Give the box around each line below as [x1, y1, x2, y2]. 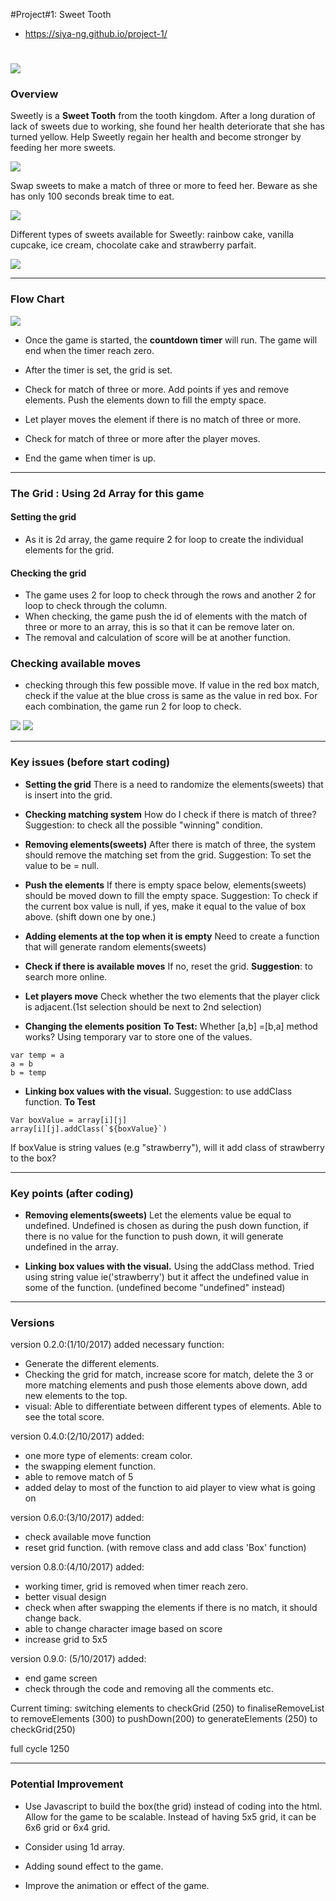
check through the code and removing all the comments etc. [24, 1683, 274, 1695]
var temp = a [10, 1050, 65, 1060]
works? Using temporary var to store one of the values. [24, 1030, 253, 1043]
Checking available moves [10, 657, 142, 671]
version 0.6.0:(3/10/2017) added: [10, 1512, 145, 1524]
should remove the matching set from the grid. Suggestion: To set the [24, 849, 312, 861]
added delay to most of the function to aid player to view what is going [24, 1482, 316, 1494]
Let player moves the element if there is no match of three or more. [24, 413, 302, 425]
